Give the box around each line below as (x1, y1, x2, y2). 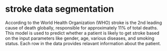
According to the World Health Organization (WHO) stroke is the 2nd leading (5, 20, 162, 25)
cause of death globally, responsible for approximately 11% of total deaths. (5, 25, 159, 30)
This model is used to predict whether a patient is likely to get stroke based (5, 30, 160, 36)
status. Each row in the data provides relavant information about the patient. (5, 40, 161, 46)
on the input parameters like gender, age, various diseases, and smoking (5, 35, 155, 41)
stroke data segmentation (5, 3, 114, 15)
